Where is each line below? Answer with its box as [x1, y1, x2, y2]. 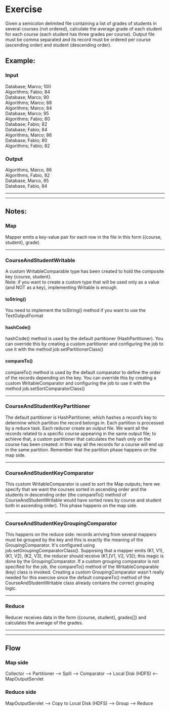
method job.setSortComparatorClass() [5, 385, 85, 392]
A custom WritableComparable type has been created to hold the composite [5, 268, 164, 274]
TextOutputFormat [5, 313, 44, 319]
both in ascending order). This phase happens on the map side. [5, 503, 138, 509]
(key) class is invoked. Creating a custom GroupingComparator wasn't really [5, 569, 164, 575]
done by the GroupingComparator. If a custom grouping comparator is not [5, 558, 159, 564]
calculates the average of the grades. [5, 620, 83, 626]
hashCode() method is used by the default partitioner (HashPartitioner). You [5, 336, 163, 342]
